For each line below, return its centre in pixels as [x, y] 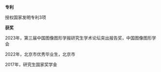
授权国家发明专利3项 [26, 17]
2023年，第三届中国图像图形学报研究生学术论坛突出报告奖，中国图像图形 [79, 38]
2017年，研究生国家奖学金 [31, 65]
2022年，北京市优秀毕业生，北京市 [40, 54]
